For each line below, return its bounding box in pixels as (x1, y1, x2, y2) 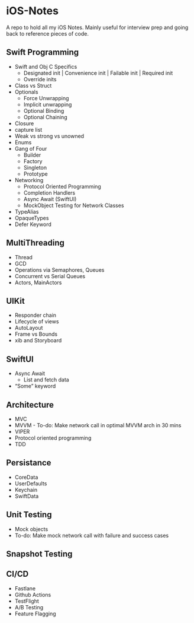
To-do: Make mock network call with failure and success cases (14, 532, 169, 539)
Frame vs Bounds (14, 330, 58, 338)
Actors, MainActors (14, 279, 62, 286)
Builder (23, 151, 41, 158)
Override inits (23, 75, 57, 82)
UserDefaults (14, 479, 47, 487)
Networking (14, 176, 44, 183)
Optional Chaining (23, 113, 67, 120)
